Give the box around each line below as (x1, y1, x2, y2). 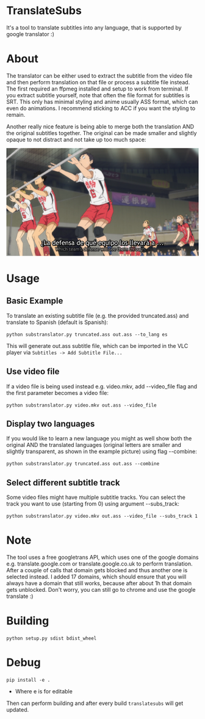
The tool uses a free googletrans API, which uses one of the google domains (6, 554, 199, 561)
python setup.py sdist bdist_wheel (6, 635, 97, 642)
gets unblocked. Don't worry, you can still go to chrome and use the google (6, 586, 196, 594)
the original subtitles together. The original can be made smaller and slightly (6, 129, 197, 136)
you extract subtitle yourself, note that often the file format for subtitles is (6, 91, 190, 98)
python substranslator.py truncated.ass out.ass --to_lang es (6, 331, 168, 337)
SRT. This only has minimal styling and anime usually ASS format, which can (6, 98, 198, 105)
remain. (6, 111, 26, 118)
